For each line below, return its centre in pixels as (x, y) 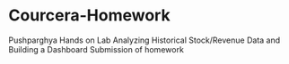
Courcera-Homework (90, 16)
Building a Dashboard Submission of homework (96, 49)
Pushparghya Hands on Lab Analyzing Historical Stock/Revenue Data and (144, 40)
